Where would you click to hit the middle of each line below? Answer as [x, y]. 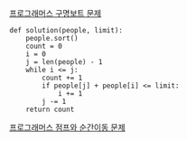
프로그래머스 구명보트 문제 [56, 13]
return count [50, 109]
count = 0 [44, 46]
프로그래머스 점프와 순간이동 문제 [68, 127]
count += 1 [62, 78]
